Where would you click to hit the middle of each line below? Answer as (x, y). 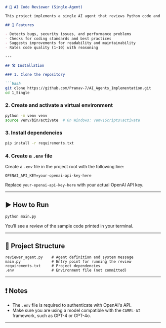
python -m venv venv (26, 116)
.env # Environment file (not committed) (66, 270)
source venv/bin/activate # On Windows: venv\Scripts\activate (73, 120)
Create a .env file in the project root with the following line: (65, 166)
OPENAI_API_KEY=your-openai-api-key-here (48, 176)
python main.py (21, 216)
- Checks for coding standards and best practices (58, 39)
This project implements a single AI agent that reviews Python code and (83, 16)
